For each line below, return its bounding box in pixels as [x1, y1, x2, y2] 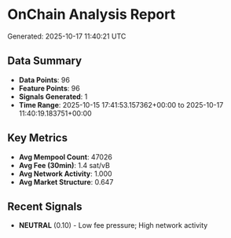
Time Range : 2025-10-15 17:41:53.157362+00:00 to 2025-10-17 [18, 100, 224, 109]
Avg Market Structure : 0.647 [18, 177, 114, 186]
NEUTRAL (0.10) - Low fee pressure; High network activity [18, 221, 208, 230]
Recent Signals [7, 200, 83, 213]
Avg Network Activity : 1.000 [18, 169, 112, 178]
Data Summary [7, 54, 82, 68]
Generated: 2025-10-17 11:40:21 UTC [7, 31, 126, 41]
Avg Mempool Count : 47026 [18, 152, 113, 162]
